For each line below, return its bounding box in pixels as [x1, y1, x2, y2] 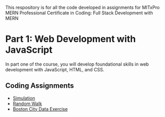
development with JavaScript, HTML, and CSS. [5, 66, 105, 72]
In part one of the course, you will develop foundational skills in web [5, 61, 149, 67]
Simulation [12, 95, 35, 101]
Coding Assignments [5, 82, 74, 90]
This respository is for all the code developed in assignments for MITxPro [5, 5, 160, 10]
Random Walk [12, 100, 43, 107]
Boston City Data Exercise [12, 106, 68, 112]
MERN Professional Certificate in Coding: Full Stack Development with [5, 10, 153, 16]
